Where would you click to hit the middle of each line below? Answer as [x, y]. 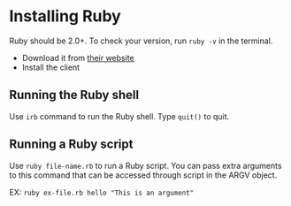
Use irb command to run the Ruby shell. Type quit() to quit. [119, 116]
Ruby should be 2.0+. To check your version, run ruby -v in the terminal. [141, 41]
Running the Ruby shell [74, 95]
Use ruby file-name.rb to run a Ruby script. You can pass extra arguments [145, 165]
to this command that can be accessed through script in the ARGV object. [143, 175]
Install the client [51, 67]
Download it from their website [78, 57]
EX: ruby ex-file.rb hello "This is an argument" [102, 192]
